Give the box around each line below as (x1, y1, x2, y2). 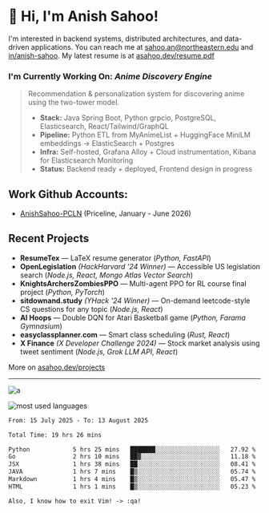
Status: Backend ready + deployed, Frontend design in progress (39, 164, 253, 174)
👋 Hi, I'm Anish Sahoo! (8, 7, 159, 26)
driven (8, 42, 30, 51)
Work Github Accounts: (8, 188, 128, 201)
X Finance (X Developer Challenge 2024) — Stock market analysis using (19, 338, 260, 348)
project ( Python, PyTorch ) (19, 287, 106, 297)
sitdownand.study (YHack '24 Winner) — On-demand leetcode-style (19, 296, 251, 305)
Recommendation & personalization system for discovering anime (27, 89, 245, 99)
